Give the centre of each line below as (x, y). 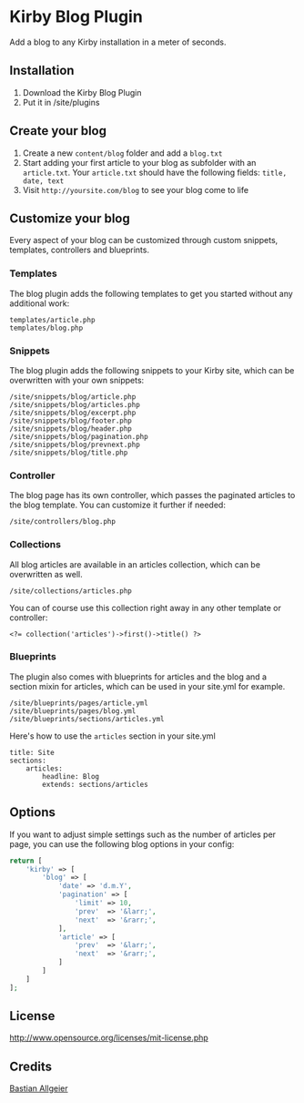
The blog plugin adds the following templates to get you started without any (151, 293)
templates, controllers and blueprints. (80, 250)
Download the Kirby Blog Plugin (82, 92)
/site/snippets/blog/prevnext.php (75, 444)
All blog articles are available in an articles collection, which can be (135, 564)
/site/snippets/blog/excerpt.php (73, 413)
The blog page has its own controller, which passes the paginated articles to (152, 495)
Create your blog (58, 131)
